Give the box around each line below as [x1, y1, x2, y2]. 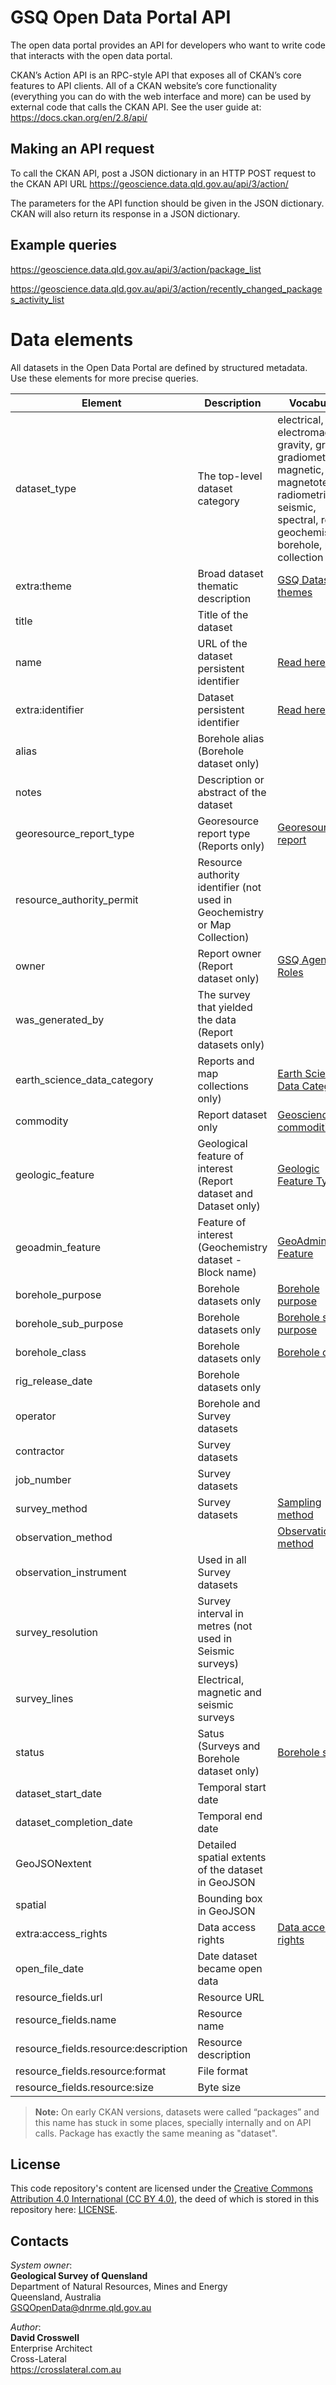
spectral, [277, 512, 319, 526]
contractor [15, 1444, 65, 1458]
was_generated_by [15, 1012, 105, 1026]
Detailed [197, 1837, 237, 1851]
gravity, [277, 437, 313, 451]
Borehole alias [197, 731, 265, 745]
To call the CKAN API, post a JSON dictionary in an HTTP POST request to [10, 167, 317, 179]
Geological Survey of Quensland [10, 2270, 148, 2282]
